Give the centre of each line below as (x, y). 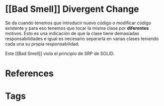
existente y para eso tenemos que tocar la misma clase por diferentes (77, 28)
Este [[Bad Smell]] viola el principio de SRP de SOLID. (60, 53)
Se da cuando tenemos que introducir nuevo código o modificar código (78, 23)
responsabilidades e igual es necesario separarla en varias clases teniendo (82, 39)
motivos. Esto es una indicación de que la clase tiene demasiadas (72, 33)
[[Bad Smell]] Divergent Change (72, 9)
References (29, 74)
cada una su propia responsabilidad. (42, 44)
